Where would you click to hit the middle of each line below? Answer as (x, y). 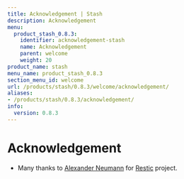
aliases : (20, 93)
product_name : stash (38, 67)
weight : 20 (36, 60)
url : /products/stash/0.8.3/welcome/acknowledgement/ (88, 87)
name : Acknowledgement (53, 47)
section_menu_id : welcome (45, 80)
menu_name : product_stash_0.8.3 (55, 73)
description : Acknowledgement (52, 21)
